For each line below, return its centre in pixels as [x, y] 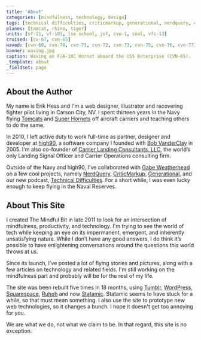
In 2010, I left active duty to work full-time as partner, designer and [88, 137]
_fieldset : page [26, 67]
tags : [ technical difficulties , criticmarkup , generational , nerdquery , [99, 23]
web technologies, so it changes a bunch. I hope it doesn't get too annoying [100, 306]
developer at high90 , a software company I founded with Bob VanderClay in [100, 143]
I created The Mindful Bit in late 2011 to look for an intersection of [86, 220]
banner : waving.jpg [31, 51]
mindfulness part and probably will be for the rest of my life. [80, 276]
